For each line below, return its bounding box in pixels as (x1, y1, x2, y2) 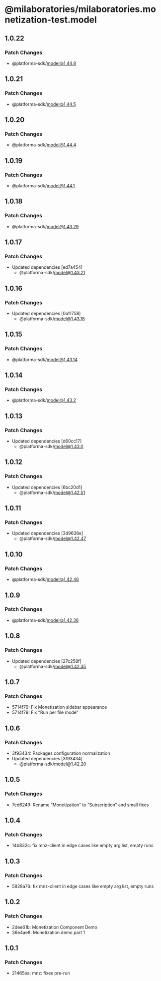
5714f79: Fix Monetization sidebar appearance (11, 704, 107, 710)
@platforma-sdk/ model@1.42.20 (19, 761, 86, 767)
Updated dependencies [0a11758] (11, 311, 81, 316)
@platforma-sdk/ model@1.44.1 (11, 182, 75, 188)
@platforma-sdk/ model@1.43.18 (19, 316, 85, 322)
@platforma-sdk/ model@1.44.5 (11, 101, 77, 107)
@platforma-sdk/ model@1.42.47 (19, 535, 86, 541)
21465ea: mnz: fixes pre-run (11, 970, 70, 976)
